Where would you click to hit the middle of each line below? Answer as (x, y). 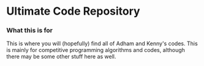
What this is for (30, 31)
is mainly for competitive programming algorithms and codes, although (96, 50)
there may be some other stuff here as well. (61, 57)
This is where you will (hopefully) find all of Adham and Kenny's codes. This (102, 43)
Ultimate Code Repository (73, 11)
